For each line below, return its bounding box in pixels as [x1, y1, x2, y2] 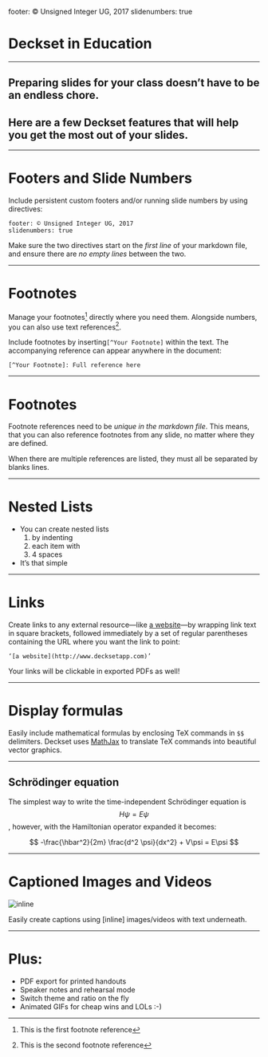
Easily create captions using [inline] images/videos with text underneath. [8, 914, 247, 924]
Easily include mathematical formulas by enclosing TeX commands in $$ [8, 728, 245, 738]
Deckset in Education [8, 35, 153, 53]
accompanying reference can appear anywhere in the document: [8, 346, 222, 356]
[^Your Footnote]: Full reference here [8, 361, 141, 369]
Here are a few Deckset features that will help [8, 116, 239, 129]
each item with [31, 542, 81, 551]
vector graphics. [8, 745, 62, 755]
